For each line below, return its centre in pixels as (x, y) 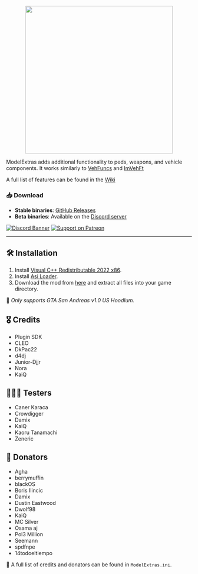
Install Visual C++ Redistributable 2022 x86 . (68, 270)
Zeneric (24, 438)
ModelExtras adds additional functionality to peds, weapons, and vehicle (94, 162)
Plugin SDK (28, 337)
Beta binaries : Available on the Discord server (70, 217)
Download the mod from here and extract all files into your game (93, 283)
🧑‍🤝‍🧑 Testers (29, 393)
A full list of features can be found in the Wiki (61, 180)
